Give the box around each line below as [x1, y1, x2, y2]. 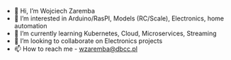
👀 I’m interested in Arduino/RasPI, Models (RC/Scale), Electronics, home [13, 14, 225, 23]
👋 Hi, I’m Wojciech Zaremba [13, 7, 96, 15]
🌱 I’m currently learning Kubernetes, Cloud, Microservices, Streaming [13, 29, 218, 37]
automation [13, 22, 47, 30]
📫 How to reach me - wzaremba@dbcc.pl [13, 44, 138, 53]
